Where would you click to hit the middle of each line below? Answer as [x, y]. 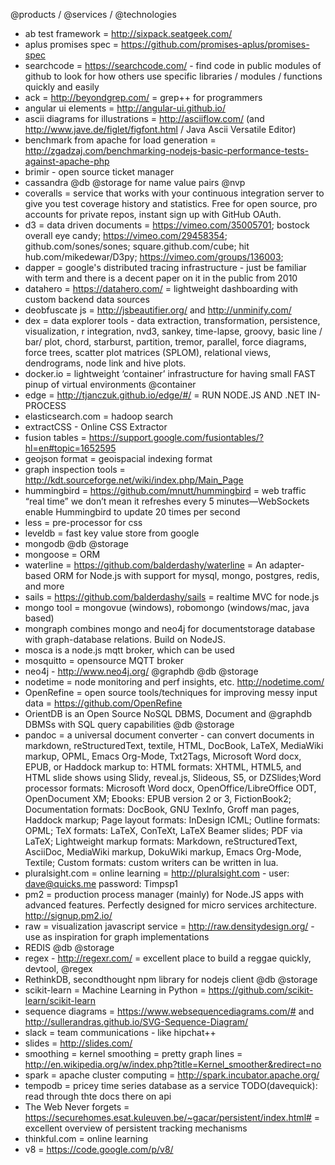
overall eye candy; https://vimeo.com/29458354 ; [126, 235]
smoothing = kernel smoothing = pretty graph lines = [133, 1053]
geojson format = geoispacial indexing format [118, 458]
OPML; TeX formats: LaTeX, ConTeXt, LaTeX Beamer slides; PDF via [163, 830]
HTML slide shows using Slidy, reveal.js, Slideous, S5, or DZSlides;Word [173, 777]
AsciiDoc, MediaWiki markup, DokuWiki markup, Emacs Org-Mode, [163, 852]
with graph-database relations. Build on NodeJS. [125, 639]
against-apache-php [67, 161]
